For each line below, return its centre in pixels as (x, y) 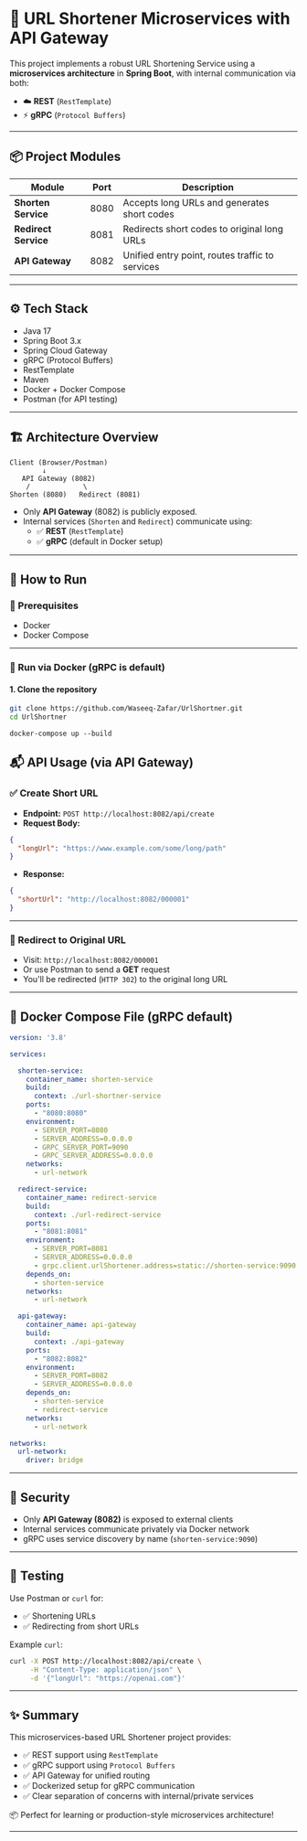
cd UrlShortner (38, 717)
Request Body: (51, 823)
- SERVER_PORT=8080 (70, 1130)
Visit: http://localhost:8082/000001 (90, 960)
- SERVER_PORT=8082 (70, 1375)
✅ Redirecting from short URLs (81, 1626)
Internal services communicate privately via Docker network (136, 1529)
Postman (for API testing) (70, 399)
